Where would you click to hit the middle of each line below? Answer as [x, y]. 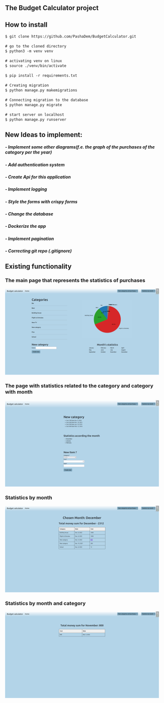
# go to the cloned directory [36, 46]
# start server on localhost [35, 115]
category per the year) [29, 152]
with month [19, 392]
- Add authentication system [35, 165]
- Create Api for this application [38, 177]
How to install [26, 25]
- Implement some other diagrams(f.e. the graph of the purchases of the [80, 147]
